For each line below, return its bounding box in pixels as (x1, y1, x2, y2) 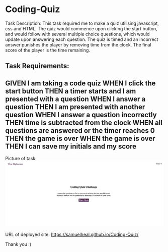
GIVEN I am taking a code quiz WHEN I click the (5, 79, 156, 87)
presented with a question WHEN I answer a (5, 94, 146, 103)
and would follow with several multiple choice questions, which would (5, 31, 150, 37)
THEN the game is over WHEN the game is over (5, 134, 155, 142)
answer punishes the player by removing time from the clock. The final (5, 41, 152, 47)
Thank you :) (5, 241, 32, 247)
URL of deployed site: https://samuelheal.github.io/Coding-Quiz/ (5, 231, 139, 238)
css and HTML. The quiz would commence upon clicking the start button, (5, 25, 157, 31)
